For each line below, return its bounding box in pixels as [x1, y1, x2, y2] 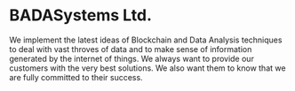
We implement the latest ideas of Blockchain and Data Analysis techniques [9, 34, 283, 45]
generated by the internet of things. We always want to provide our [9, 53, 255, 64]
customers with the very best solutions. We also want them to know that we [9, 63, 286, 73]
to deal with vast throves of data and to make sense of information [9, 43, 252, 54]
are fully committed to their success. [9, 72, 144, 82]
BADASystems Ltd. [9, 5, 153, 26]
